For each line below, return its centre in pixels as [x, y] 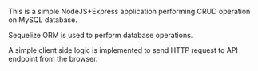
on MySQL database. [43, 20]
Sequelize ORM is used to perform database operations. [101, 35]
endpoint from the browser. [53, 59]
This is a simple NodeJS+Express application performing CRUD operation [129, 11]
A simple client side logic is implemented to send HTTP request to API [123, 50]
